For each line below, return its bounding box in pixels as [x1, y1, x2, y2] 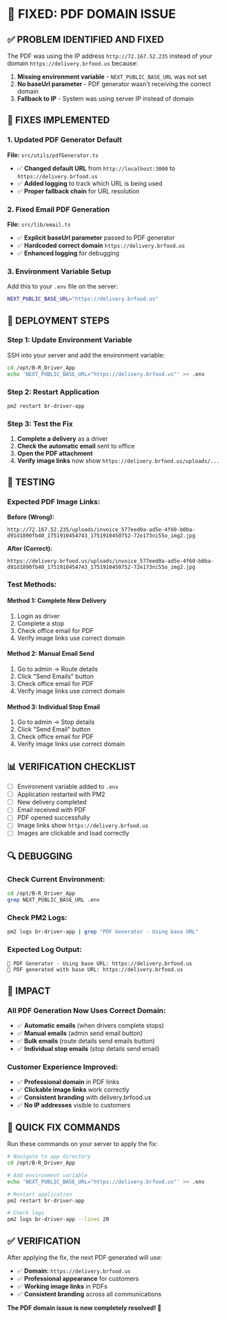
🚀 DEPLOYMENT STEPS [7, 315, 110, 326]
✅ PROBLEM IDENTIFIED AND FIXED [7, 34, 164, 45]
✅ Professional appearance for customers [17, 1274, 139, 1283]
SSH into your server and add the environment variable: [7, 351, 165, 359]
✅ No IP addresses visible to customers [17, 1101, 131, 1110]
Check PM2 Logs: [7, 913, 68, 922]
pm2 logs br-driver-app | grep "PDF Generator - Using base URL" [7, 928, 198, 935]
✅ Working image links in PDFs [17, 1282, 108, 1291]
